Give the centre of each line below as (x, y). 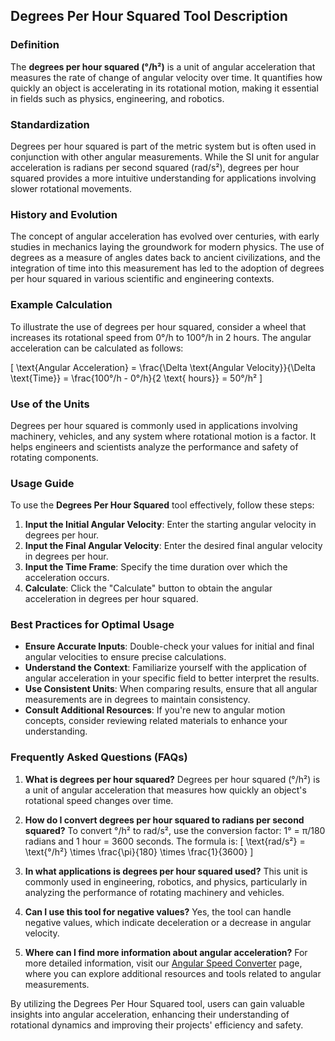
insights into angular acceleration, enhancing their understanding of (150, 1014)
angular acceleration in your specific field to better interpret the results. (172, 678)
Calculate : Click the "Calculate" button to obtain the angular (148, 588)
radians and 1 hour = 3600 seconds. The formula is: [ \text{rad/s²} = (165, 841)
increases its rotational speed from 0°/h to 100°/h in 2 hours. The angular (161, 337)
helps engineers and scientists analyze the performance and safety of (154, 446)
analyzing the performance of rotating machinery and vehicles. (154, 892)
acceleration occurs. (67, 578)
